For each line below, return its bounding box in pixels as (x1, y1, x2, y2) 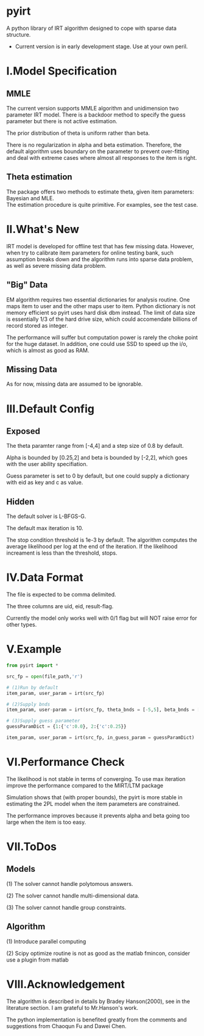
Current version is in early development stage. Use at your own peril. (15, 43, 188, 50)
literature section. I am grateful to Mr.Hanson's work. (6, 1004, 139, 1011)
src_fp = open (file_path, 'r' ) (6, 673, 83, 680)
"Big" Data (6, 279, 48, 290)
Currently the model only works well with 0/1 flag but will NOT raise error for (6, 614, 197, 622)
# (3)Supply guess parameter (6, 718, 80, 724)
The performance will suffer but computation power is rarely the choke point (6, 334, 198, 341)
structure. (6, 31, 31, 38)
